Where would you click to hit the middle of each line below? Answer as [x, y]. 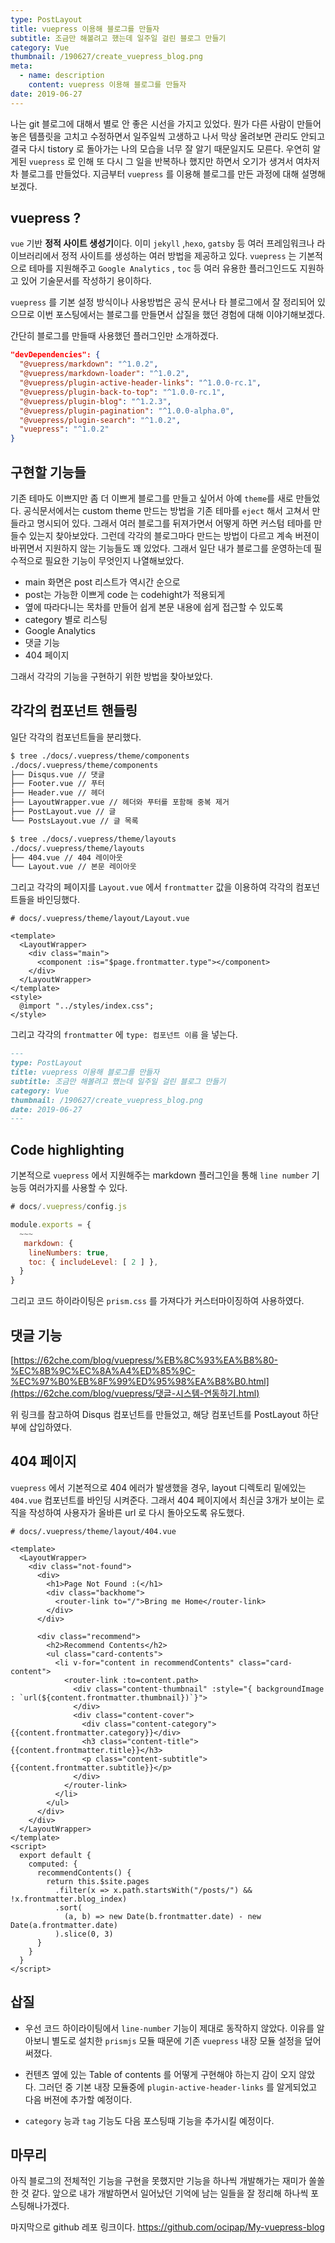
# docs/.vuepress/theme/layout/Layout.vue [100, 919]
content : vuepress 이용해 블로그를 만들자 [107, 85]
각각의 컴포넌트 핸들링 [74, 711]
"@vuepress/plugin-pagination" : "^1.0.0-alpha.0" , [127, 411]
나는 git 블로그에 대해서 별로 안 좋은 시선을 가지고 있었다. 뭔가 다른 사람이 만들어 [166, 123]
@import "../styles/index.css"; [87, 1006]
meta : [21, 66]
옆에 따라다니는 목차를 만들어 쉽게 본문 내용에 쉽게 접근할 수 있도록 [154, 607]
